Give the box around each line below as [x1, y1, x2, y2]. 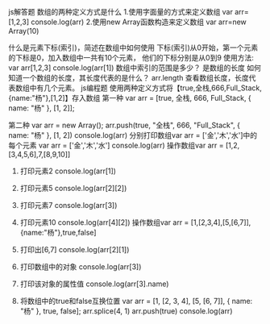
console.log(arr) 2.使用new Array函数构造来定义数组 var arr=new [31, 17, 247, 27]
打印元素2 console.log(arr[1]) [19, 166, 117, 176]
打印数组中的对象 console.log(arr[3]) [19, 262, 142, 272]
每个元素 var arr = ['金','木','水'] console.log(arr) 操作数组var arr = [8, 140, 224, 150]
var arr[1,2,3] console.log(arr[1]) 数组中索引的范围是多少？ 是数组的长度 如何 [8, 63, 262, 73]
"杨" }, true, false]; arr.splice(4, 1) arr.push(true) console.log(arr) [19, 306, 233, 316]
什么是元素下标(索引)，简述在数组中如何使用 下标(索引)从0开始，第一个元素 [8, 43, 259, 52]
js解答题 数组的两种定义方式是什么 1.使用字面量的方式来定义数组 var [8, 7, 234, 16]
